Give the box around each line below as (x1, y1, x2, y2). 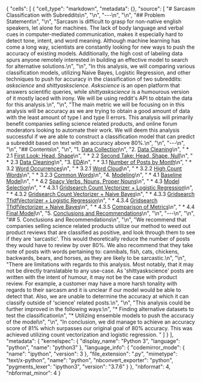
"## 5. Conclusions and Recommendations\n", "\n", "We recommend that (6, 216, 187, 223)
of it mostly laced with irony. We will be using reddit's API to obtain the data (6, 94, 193, 102)
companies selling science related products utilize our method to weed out (6, 223, 191, 229)
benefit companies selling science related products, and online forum (6, 120, 178, 127)
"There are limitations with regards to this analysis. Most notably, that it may (6, 261, 194, 268)
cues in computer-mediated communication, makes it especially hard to (6, 31, 184, 38)
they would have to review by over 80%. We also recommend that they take (6, 242, 193, 248)
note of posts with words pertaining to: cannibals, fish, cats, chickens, (6, 248, 179, 255)
